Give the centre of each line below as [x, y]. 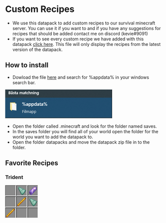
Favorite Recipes [32, 163]
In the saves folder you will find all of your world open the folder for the [85, 131]
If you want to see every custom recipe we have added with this [78, 39]
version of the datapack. [37, 49]
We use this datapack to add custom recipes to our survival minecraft [84, 23]
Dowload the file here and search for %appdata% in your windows [81, 77]
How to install [27, 65]
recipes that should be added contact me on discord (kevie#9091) [80, 33]
